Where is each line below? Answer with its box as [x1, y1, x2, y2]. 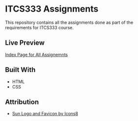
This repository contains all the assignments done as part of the [5, 19, 133, 25]
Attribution [5, 98, 39, 106]
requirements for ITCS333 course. [5, 24, 74, 30]
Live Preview [5, 39, 45, 47]
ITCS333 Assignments [5, 3, 99, 15]
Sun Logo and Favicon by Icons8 [12, 111, 79, 117]
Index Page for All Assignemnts [5, 52, 68, 57]
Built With [5, 66, 36, 74]
